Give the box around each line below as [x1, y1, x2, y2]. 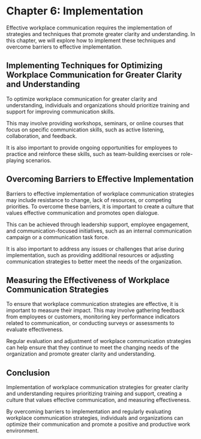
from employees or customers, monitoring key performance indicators [6, 313, 180, 320]
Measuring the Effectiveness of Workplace [6, 275, 170, 285]
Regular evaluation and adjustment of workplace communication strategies [6, 338, 191, 345]
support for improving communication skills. [6, 108, 115, 115]
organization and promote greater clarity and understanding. [6, 350, 156, 357]
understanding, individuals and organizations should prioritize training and [6, 101, 190, 109]
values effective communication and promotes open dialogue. [6, 209, 159, 217]
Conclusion [6, 368, 50, 378]
